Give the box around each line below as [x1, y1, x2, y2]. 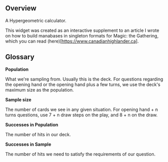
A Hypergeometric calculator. [5, 17, 67, 23]
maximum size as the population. [5, 87, 74, 93]
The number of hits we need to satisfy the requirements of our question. [5, 151, 156, 157]
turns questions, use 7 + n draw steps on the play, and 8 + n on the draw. [5, 111, 158, 118]
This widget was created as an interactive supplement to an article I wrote [5, 27, 159, 33]
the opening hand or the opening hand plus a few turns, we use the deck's [5, 81, 160, 88]
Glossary [5, 53, 34, 61]
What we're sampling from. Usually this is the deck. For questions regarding [5, 76, 163, 82]
